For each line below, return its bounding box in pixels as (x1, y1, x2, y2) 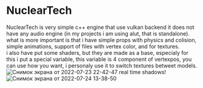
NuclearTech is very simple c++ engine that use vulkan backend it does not (6, 24, 195, 31)
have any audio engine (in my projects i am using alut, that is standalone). (6, 30, 190, 37)
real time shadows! (119, 68, 167, 75)
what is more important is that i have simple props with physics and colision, (6, 36, 197, 43)
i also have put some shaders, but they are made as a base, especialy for (6, 49, 189, 56)
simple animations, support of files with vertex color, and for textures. (6, 43, 180, 50)
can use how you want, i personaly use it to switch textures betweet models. (6, 61, 198, 69)
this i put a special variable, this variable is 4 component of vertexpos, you (6, 55, 192, 63)
